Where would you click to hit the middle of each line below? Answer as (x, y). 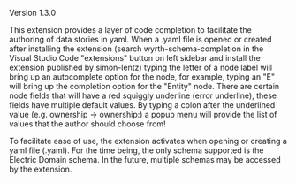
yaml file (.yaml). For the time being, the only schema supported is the (137, 150)
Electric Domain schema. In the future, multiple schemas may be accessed (145, 160)
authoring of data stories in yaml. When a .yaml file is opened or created (140, 39)
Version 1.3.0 (32, 13)
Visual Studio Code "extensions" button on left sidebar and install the (135, 58)
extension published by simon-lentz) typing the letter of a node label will (140, 67)
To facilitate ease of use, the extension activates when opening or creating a (148, 141)
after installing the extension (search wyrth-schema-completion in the (137, 49)
